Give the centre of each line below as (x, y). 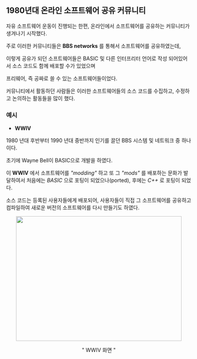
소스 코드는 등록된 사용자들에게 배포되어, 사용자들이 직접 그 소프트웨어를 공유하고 (99, 200)
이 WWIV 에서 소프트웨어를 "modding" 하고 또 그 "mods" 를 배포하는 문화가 (94, 173)
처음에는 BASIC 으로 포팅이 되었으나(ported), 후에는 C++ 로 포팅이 (103, 180)
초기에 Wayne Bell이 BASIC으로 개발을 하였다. (59, 161)
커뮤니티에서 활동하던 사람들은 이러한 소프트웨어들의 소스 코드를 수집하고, (90, 91)
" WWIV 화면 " (99, 350)
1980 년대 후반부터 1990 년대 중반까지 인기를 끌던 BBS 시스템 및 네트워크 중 (93, 141)
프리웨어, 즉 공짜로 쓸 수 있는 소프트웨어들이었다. (62, 78)
